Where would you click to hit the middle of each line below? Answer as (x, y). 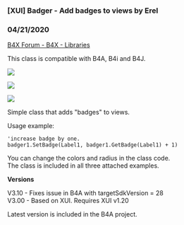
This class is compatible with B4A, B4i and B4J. (76, 59)
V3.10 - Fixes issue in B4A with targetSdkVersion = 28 (85, 193)
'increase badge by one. (44, 139)
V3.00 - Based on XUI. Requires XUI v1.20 (68, 201)
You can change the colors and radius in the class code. (89, 158)
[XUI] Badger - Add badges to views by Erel (83, 11)
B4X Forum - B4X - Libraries (49, 45)
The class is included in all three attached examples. (84, 166)
